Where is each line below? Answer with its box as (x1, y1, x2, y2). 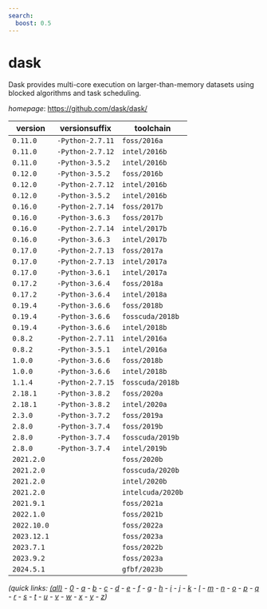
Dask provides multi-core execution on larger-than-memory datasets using (8, 80, 255, 90)
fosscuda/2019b (122, 433, 179, 442)
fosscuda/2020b (122, 466, 179, 476)
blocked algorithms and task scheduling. (8, 89, 142, 98)
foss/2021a (122, 499, 163, 508)
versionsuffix (59, 123, 112, 134)
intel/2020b (122, 477, 167, 486)
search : (8, 11, 34, 20)
